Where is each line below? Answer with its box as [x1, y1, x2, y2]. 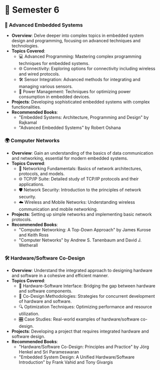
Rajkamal [18, 120, 37, 126]
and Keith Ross [18, 232, 49, 238]
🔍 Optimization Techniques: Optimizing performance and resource [18, 304, 152, 310]
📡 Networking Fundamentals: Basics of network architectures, [18, 165, 143, 171]
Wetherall [18, 242, 38, 248]
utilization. [18, 311, 40, 317]
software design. [11, 334, 45, 339]
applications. [18, 181, 44, 187]
